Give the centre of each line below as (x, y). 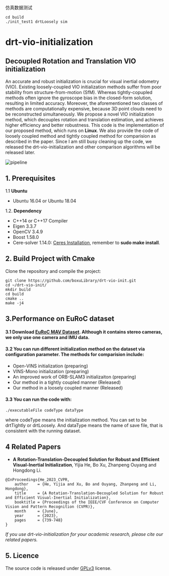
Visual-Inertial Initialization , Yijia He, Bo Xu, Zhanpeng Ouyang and (84, 464)
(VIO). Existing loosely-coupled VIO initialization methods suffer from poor (83, 87)
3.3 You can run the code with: (38, 399)
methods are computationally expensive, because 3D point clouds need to (84, 109)
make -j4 (15, 303)
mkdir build (18, 289)
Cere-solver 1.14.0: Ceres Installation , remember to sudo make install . (86, 243)
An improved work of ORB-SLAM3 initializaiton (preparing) (75, 377)
